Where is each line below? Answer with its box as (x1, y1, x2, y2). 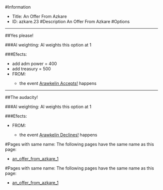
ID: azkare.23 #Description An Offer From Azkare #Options (12, 19, 130, 24)
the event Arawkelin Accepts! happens (19, 80, 97, 86)
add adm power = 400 (12, 61, 57, 66)
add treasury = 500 (12, 66, 51, 72)
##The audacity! (5, 95, 38, 100)
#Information (5, 4, 31, 10)
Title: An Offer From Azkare (12, 14, 67, 19)
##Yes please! (5, 32, 34, 38)
